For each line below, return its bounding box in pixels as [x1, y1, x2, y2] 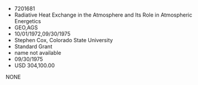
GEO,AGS [14, 24, 38, 31]
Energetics [14, 18, 41, 24]
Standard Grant [14, 43, 52, 50]
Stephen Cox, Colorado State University [14, 37, 113, 43]
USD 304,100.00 [14, 62, 55, 69]
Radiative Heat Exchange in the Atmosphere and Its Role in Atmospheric [14, 11, 193, 18]
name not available [14, 49, 61, 56]
